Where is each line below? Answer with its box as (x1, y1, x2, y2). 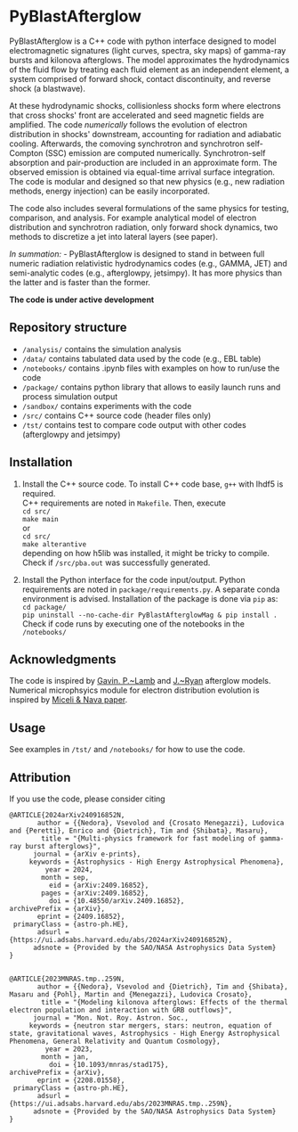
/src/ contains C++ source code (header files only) (21, 410, 212, 421)
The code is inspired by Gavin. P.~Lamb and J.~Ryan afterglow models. (9, 676, 271, 686)
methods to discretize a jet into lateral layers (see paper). (9, 231, 218, 242)
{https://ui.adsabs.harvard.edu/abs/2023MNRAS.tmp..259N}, (9, 1099, 233, 1108)
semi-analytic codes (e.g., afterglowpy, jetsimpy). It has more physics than (9, 267, 283, 278)
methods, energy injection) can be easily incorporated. (9, 185, 211, 196)
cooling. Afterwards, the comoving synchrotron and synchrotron (9, 138, 245, 149)
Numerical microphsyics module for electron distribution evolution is (9, 685, 260, 696)
